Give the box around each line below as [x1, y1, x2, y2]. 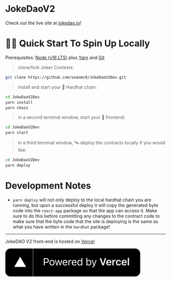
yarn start [5, 130, 28, 135]
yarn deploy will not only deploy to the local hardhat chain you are [12, 197, 152, 203]
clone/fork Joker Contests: [17, 64, 74, 70]
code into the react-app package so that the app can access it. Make [12, 207, 158, 213]
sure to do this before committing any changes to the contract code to [12, 213, 160, 219]
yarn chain [5, 105, 28, 110]
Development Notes [5, 180, 92, 192]
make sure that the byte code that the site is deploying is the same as [12, 218, 159, 224]
